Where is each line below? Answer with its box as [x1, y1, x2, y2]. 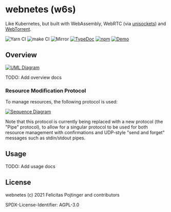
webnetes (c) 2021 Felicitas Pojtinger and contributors [5, 192, 120, 198]
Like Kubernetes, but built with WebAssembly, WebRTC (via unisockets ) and [5, 20, 166, 27]
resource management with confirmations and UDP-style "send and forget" [5, 130, 165, 136]
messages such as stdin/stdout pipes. [5, 135, 86, 141]
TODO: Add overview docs [5, 74, 62, 80]
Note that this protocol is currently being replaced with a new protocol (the [5, 119, 163, 125]
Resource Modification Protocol [5, 87, 86, 94]
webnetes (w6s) [5, 4, 76, 15]
